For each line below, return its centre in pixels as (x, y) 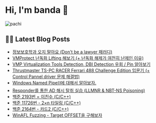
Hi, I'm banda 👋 (37, 10)
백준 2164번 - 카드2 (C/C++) (41, 109)
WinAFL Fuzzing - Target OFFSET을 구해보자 (57, 115)
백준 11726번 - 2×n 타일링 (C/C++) (47, 103)
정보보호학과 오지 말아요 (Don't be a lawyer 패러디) (62, 52)
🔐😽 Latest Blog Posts (38, 39)
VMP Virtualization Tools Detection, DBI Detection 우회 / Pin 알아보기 (81, 64)
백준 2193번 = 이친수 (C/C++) (41, 96)
